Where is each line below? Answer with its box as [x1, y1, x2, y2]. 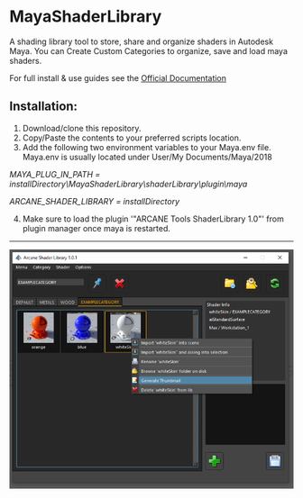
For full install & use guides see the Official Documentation [9, 72, 227, 83]
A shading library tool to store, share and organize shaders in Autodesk [9, 36, 273, 47]
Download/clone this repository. [22, 122, 142, 133]
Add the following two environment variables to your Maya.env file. [22, 141, 272, 152]
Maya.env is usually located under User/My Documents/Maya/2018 [22, 151, 272, 162]
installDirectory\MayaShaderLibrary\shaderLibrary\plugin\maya [9, 178, 248, 189]
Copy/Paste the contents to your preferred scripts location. [22, 132, 242, 143]
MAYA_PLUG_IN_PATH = [9, 168, 101, 179]
